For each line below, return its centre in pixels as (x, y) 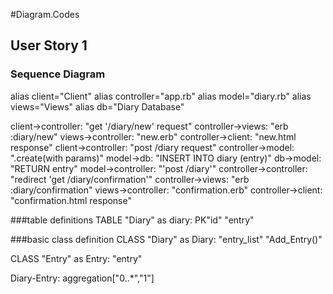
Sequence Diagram (58, 74)
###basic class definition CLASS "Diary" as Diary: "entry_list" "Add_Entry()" (166, 239)
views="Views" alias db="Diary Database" (97, 106)
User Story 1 (49, 45)
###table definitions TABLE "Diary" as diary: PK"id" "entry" (132, 220)
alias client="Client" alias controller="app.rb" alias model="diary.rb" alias (161, 96)
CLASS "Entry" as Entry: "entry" (76, 258)
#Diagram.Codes (45, 14)
